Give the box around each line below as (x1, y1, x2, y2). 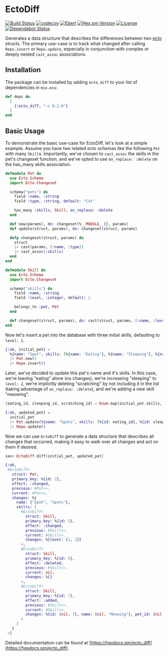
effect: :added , (25, 598, 59, 603)
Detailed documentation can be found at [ (5, 639, 91, 645)
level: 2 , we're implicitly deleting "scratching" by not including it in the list (5, 380, 159, 387)
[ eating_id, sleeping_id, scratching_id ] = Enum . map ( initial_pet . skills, (5, 401, 162, 406)
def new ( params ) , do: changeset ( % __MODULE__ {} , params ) (9, 221, 128, 226)
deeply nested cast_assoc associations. (5, 51, 86, 57)
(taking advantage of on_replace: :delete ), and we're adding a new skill (5, 386, 154, 392)
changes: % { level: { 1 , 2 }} (25, 537, 81, 543)
